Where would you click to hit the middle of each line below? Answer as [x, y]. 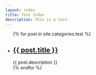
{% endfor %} [27, 68]
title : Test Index [25, 15]
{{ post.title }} [35, 50]
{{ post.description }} [35, 62]
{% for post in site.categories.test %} [52, 34]
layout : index [20, 10]
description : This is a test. [38, 19]
